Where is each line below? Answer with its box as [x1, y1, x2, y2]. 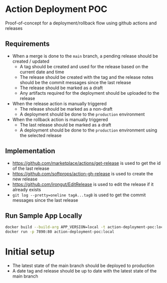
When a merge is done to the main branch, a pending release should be [12, 53, 158, 59]
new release [12, 176, 38, 182]
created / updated [12, 58, 50, 64]
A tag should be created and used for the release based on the [19, 63, 149, 69]
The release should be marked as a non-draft [19, 106, 113, 112]
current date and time [19, 69, 65, 75]
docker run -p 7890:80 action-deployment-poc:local [5, 229, 114, 235]
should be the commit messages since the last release [19, 79, 132, 85]
